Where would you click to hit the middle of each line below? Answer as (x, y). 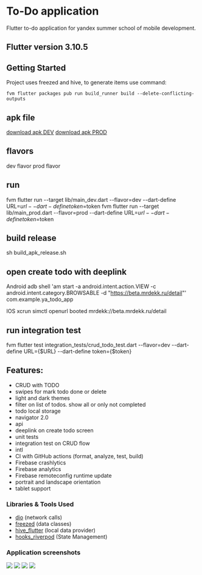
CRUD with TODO (37, 385)
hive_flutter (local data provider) (55, 531)
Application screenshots (44, 553)
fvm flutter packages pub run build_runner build (71, 94)
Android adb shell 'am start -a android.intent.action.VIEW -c (81, 286)
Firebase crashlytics (40, 463)
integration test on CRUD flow (52, 443)
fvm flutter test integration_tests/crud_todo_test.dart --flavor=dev (88, 345)
